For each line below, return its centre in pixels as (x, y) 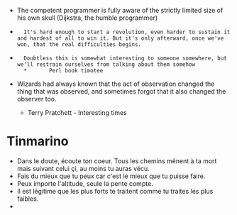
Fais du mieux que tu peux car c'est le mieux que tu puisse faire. (111, 176)
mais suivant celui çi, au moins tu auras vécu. (83, 168)
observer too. (37, 99)
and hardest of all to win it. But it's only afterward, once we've (120, 38)
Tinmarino (38, 142)
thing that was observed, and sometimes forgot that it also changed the (121, 91)
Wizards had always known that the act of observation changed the (116, 84)
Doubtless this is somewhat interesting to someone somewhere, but (126, 58)
